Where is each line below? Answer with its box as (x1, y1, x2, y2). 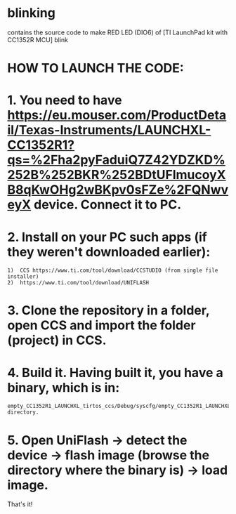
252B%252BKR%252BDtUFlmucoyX (7, 167, 226, 183)
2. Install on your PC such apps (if (7, 229, 207, 245)
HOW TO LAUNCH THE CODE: (7, 60, 184, 77)
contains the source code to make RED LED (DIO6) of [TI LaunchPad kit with (7, 28, 228, 37)
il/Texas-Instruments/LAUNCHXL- (7, 122, 211, 138)
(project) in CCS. (7, 332, 107, 348)
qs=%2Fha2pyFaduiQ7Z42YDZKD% (7, 152, 226, 168)
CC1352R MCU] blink (7, 35, 69, 44)
